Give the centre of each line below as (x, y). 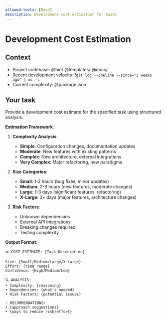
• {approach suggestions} (32, 308)
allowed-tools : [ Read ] (29, 10)
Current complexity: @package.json (49, 84)
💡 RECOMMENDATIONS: (26, 303)
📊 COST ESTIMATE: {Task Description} (45, 252)
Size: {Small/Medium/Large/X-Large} (43, 262)
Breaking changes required (48, 227)
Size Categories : (30, 172)
